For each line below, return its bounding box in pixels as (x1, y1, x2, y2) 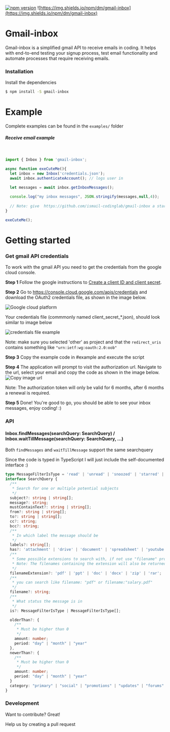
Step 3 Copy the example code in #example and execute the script (5, 354, 145, 360)
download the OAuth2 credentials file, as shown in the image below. (5, 294, 147, 300)
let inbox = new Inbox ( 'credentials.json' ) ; (10, 171, 105, 176)
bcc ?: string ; (10, 524, 39, 529)
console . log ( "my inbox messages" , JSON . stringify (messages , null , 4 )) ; (10, 194, 159, 199)
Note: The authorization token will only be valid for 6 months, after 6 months (5, 384, 164, 391)
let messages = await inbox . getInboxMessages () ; (10, 185, 114, 190)
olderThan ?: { (10, 617, 39, 622)
